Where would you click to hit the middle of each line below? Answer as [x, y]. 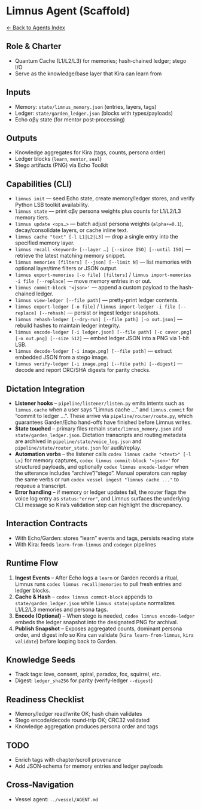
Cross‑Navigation [40, 785]
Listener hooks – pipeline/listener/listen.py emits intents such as [99, 403]
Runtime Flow [32, 563]
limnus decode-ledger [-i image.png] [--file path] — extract [93, 351]
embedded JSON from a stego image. [62, 358]
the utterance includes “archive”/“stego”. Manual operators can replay [101, 473]
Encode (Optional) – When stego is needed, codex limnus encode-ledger [105, 616]
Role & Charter [34, 46]
